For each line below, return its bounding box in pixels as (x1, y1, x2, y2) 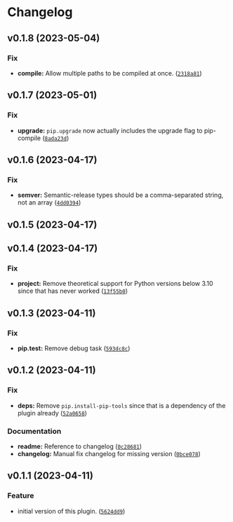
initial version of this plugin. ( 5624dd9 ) (17, 507, 126, 515)
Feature (7, 491, 34, 501)
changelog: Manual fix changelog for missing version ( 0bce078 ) (17, 450, 201, 458)
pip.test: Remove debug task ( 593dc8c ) (17, 344, 131, 352)
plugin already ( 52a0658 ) (17, 408, 88, 417)
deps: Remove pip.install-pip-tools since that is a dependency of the (17, 401, 226, 410)
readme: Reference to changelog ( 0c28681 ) (17, 442, 142, 451)
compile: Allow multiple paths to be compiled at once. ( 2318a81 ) (17, 69, 202, 77)
